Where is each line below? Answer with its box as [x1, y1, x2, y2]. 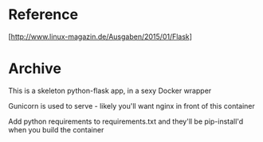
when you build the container [8, 125, 104, 134]
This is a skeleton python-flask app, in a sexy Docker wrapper [8, 86, 212, 95]
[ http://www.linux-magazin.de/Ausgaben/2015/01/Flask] [8, 32, 193, 41]
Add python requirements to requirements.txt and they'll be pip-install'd [8, 117, 244, 126]
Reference [8, 6, 78, 24]
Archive [8, 59, 62, 78]
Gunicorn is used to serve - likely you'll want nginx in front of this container [8, 101, 255, 110]
